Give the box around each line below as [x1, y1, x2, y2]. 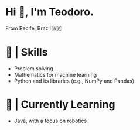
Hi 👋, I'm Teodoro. [5, 5, 94, 19]
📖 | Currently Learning [5, 98, 115, 111]
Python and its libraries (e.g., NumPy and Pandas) [13, 77, 135, 84]
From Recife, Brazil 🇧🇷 [5, 25, 62, 32]
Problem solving [13, 64, 53, 72]
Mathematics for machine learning [13, 71, 97, 78]
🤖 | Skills [5, 46, 48, 59]
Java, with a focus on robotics [13, 117, 87, 124]
